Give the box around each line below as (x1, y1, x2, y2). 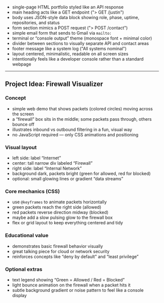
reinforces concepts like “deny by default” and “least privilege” (12, 254, 139, 260)
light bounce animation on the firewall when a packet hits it (12, 282, 131, 288)
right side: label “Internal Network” (12, 165, 82, 171)
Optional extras (5, 266, 42, 273)
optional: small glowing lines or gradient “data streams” (12, 175, 123, 181)
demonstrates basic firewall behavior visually (12, 243, 103, 249)
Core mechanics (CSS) (5, 188, 60, 195)
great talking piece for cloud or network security (12, 248, 110, 254)
